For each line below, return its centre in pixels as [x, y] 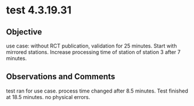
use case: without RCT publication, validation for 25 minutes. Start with [91, 46]
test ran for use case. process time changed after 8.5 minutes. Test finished [97, 91]
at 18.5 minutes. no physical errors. [48, 97]
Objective [24, 32]
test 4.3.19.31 [39, 10]
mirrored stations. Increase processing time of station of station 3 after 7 [93, 52]
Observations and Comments [61, 77]
